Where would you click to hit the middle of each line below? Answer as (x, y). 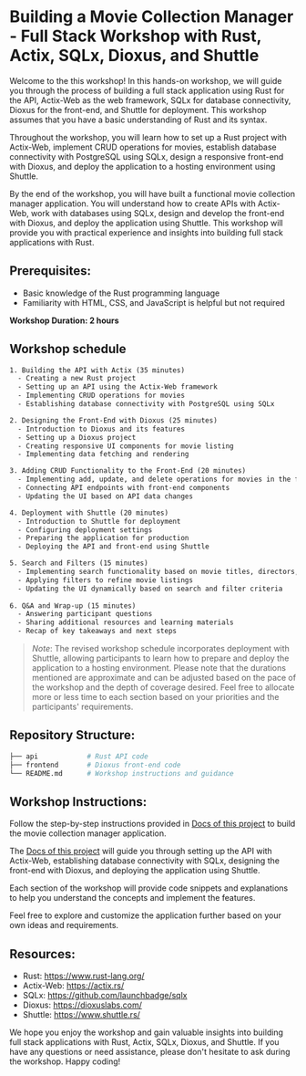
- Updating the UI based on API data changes (106, 496)
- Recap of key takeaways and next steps (97, 632)
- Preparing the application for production (103, 538)
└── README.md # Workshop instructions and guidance (122, 773)
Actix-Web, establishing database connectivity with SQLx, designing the (145, 861)
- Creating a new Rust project (77, 379)
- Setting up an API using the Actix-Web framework (118, 387)
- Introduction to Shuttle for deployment (99, 521)
